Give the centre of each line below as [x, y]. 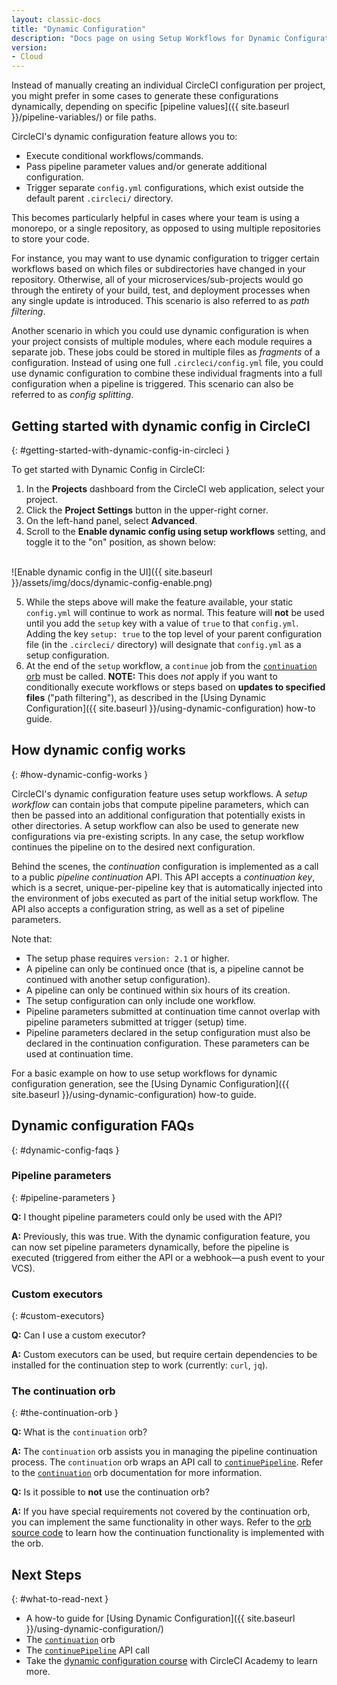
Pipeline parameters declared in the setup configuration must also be [168, 1032]
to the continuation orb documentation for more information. [137, 1473]
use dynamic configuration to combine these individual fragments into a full [167, 373]
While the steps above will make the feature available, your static [159, 602]
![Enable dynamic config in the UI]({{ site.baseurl [112, 572]
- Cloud [27, 57]
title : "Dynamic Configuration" [78, 29]
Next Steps [46, 1574]
